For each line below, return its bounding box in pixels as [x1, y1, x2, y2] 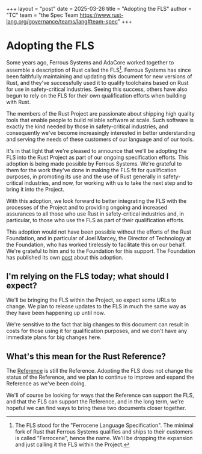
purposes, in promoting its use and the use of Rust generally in [6, 173, 162, 180]
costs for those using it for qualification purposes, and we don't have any [6, 328, 188, 335]
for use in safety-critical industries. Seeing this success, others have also [6, 86, 188, 93]
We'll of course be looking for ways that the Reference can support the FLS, [6, 391, 194, 399]
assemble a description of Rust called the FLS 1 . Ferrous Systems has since [6, 65, 191, 73]
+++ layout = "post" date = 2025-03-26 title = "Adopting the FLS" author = [6, 5, 192, 12]
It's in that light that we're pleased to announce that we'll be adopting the [6, 147, 188, 154]
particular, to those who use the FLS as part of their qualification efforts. [6, 216, 185, 223]
